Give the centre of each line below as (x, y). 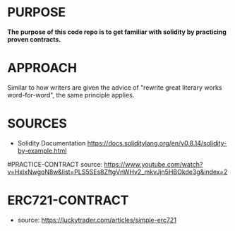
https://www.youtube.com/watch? (153, 164)
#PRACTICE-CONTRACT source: (55, 164)
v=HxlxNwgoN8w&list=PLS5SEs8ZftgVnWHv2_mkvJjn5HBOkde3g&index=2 (117, 172)
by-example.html (42, 150)
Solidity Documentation (52, 143)
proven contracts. (34, 39)
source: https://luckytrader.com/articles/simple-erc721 (97, 220)
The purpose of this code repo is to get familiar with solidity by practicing (117, 32)
